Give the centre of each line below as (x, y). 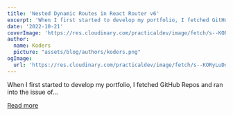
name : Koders (32, 46)
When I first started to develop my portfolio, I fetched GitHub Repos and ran (115, 84)
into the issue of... (33, 92)
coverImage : (24, 33)
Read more (23, 105)
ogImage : (20, 59)
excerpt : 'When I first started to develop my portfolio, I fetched (108, 20)
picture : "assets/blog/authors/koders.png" (77, 52)
